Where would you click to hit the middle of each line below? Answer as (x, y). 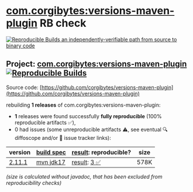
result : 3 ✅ (86, 162)
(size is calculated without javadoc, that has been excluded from (84, 176)
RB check (63, 23)
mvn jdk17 (51, 162)
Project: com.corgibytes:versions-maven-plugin (96, 64)
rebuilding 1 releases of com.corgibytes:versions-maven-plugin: (83, 105)
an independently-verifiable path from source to (119, 39)
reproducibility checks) (34, 183)
